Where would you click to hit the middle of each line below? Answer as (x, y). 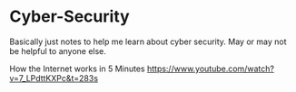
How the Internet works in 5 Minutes (77, 69)
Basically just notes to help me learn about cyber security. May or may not (148, 41)
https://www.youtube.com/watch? (211, 69)
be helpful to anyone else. (58, 51)
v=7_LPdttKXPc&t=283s (54, 78)
